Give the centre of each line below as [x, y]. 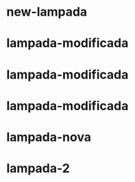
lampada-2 [38, 169]
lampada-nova [49, 137]
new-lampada [47, 12]
